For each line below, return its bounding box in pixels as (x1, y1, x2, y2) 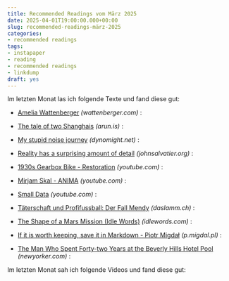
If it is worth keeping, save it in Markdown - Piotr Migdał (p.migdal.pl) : (17, 231, 222, 240)
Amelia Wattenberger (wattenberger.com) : (17, 108, 142, 117)
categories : (7, 30, 42, 37)
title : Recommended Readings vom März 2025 (7, 10, 137, 18)
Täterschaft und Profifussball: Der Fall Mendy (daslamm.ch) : (17, 204, 195, 212)
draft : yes (7, 75, 39, 83)
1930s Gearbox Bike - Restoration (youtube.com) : (17, 163, 163, 171)
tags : (7, 43, 23, 50)
